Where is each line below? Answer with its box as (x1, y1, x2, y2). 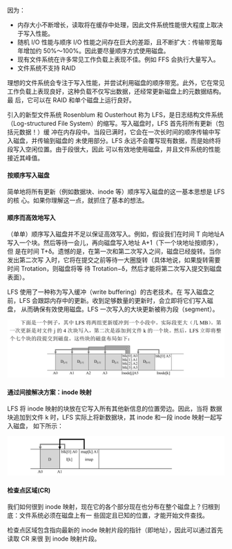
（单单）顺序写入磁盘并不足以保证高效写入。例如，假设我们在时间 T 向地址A (7, 230, 224, 239)
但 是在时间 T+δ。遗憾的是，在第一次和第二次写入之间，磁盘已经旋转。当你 (7, 248, 222, 256)
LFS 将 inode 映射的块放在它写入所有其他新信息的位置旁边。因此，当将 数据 (7, 404, 222, 413)
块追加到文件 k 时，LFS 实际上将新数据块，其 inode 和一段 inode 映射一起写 (7, 413, 222, 422)
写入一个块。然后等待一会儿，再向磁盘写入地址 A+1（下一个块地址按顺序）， (7, 239, 222, 247)
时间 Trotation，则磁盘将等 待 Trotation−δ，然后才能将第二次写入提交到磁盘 (7, 265, 222, 273)
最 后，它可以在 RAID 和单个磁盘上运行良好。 (7, 96, 136, 104)
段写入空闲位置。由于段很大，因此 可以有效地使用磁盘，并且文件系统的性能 (7, 145, 221, 153)
